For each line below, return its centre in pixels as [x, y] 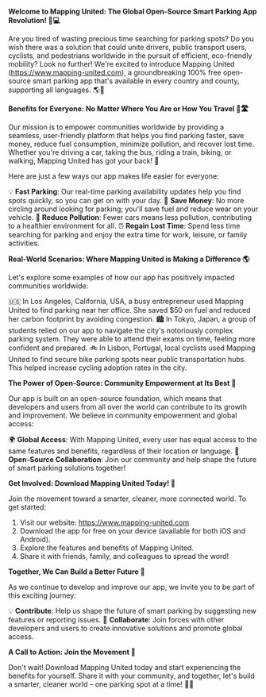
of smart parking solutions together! [67, 468]
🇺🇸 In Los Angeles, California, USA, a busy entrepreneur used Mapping [126, 301]
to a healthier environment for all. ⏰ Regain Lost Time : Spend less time [124, 226]
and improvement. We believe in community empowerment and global [123, 415]
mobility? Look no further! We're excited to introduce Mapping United [121, 64]
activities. [24, 243]
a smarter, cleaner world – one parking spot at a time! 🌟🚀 [101, 684]
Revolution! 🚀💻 [35, 20]
